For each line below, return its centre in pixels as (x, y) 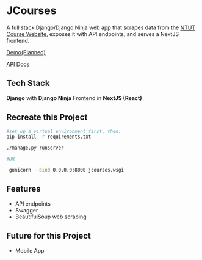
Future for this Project (49, 236)
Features (23, 189)
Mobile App (30, 250)
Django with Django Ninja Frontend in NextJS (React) (74, 98)
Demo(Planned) (26, 52)
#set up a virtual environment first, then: (64, 131)
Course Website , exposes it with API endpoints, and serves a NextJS (92, 34)
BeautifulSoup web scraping (51, 217)
